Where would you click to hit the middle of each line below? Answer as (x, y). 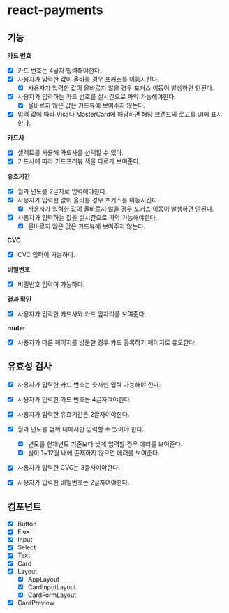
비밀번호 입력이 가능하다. (51, 284)
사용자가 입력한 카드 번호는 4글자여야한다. (74, 399)
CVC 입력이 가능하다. (46, 254)
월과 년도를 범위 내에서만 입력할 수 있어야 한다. (81, 429)
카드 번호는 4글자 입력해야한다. (60, 71)
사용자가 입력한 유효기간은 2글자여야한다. (74, 414)
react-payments (55, 10)
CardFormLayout (52, 595)
